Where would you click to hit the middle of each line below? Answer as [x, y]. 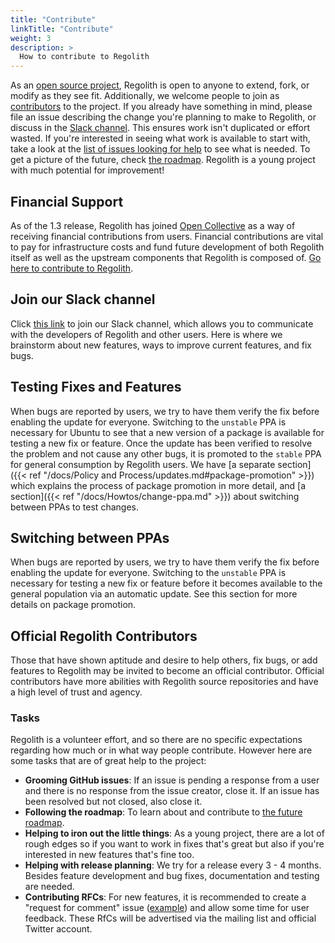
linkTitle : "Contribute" [62, 29]
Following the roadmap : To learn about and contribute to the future [163, 812]
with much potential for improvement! [87, 170]
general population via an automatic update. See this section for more [154, 594]
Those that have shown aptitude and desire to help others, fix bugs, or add [164, 660]
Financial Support [67, 201]
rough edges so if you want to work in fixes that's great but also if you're [174, 844]
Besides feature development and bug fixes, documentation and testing [172, 876]
